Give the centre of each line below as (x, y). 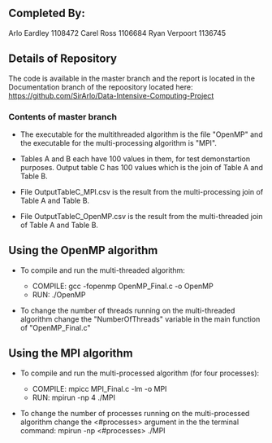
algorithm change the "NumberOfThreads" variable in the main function (140, 319)
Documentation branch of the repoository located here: (101, 87)
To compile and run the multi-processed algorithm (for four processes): (140, 373)
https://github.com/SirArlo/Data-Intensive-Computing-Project (111, 95)
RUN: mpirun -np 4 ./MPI (74, 397)
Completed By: (47, 13)
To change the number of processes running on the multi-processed (135, 413)
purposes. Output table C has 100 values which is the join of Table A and (142, 167)
